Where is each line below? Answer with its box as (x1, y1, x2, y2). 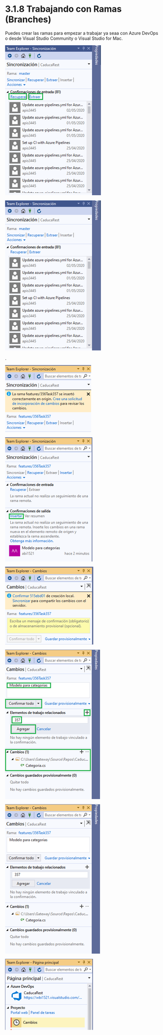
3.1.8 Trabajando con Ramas (5, 3, 122, 15)
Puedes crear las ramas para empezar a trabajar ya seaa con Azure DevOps (5, 30, 158, 36)
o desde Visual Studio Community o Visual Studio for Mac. (5, 35, 123, 41)
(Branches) (5, 14, 51, 25)
